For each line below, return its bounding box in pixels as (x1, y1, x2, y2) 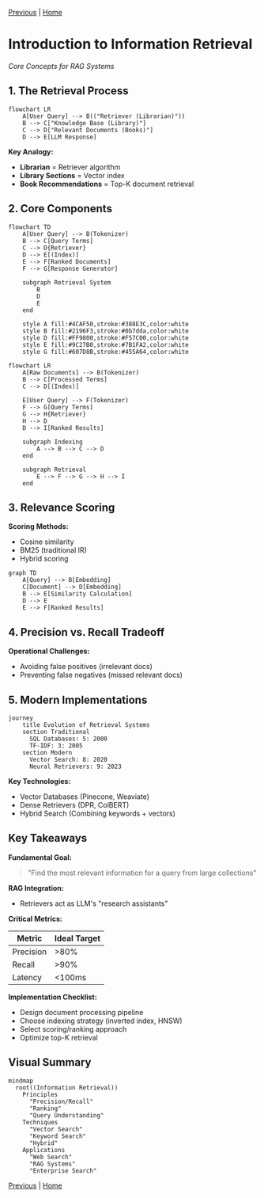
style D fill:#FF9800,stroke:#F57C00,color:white (22, 333, 190, 342)
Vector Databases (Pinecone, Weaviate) (19, 792, 150, 801)
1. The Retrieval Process (8, 84, 129, 98)
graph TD (8, 569, 37, 577)
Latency (12, 972, 42, 983)
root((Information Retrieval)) (15, 1083, 119, 1092)
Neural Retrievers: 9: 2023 (28, 763, 123, 770)
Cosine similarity (19, 537, 74, 546)
